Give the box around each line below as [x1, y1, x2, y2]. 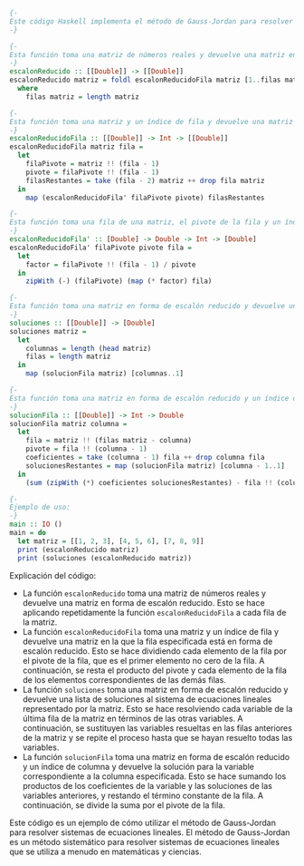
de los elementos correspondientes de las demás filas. [22, 674, 226, 685]
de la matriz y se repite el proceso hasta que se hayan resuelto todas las [22, 732, 293, 743]
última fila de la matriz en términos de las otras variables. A [22, 713, 243, 724]
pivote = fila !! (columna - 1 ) [25, 444, 147, 453]
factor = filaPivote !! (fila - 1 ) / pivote [25, 259, 196, 269]
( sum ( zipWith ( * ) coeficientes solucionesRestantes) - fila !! [25, 478, 273, 487]
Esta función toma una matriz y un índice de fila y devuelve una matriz [9, 117, 294, 126]
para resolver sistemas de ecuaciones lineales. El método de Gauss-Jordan [9, 826, 290, 838]
